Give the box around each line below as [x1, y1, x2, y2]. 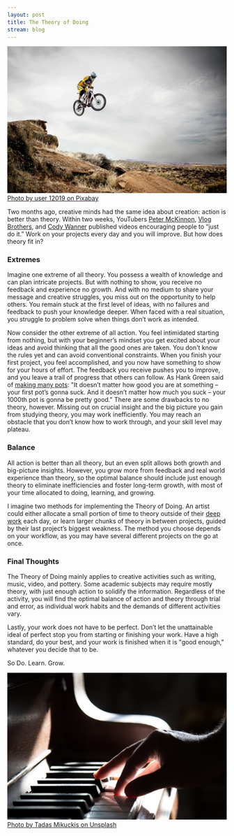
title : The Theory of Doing [7, 18, 89, 26]
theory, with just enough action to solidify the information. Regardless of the [7, 587, 225, 596]
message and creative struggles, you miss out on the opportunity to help [7, 293, 216, 301]
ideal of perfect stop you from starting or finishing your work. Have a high [7, 630, 219, 639]
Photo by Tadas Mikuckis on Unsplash [7, 820, 117, 828]
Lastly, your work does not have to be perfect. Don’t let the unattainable [7, 623, 214, 631]
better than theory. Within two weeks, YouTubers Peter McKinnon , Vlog [7, 215, 212, 224]
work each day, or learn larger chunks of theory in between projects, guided [7, 517, 226, 525]
